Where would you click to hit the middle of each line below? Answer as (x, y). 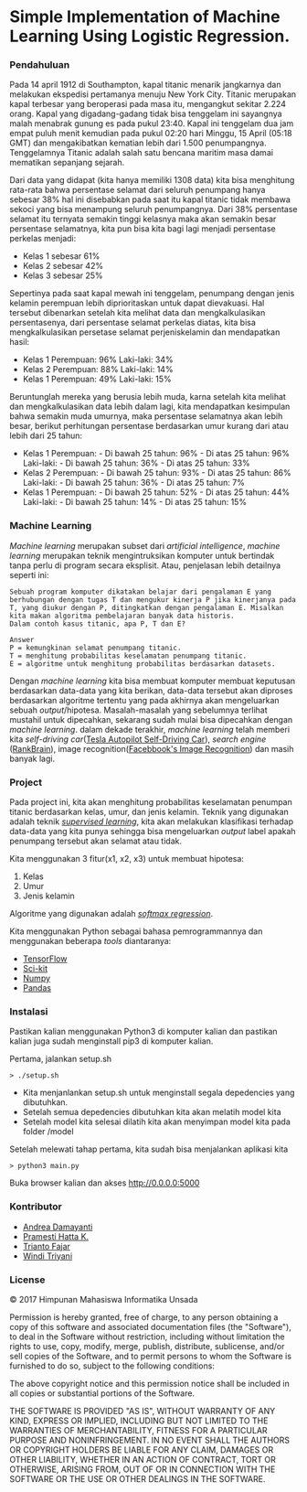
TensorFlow (45, 959)
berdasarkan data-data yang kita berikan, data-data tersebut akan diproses (151, 690)
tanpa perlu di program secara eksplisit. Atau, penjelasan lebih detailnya (145, 565)
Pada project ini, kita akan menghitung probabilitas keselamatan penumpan (151, 802)
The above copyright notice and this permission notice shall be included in (149, 1383)
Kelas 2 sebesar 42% (63, 266)
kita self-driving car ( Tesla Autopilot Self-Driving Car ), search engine (138, 739)
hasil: (20, 342)
